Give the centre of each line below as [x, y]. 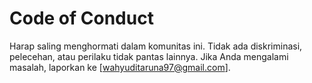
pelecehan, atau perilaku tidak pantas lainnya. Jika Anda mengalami [149, 56]
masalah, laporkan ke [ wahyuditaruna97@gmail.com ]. [120, 67]
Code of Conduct [81, 18]
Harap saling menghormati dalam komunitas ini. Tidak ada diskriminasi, [156, 46]
